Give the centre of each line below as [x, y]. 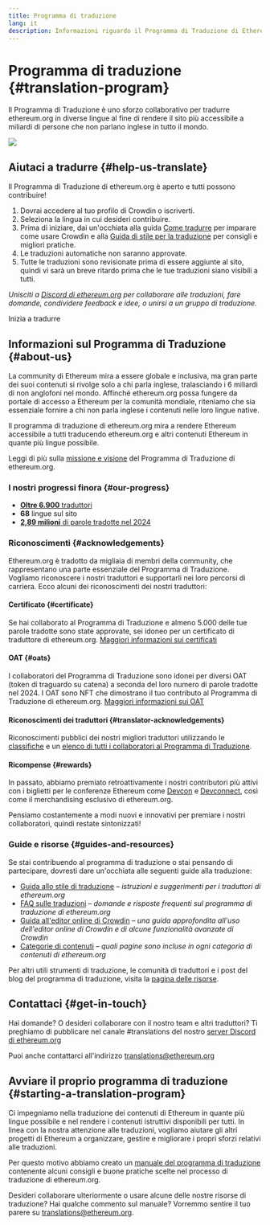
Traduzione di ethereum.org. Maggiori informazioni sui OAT [106, 701]
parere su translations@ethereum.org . [71, 1213]
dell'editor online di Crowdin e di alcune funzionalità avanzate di [127, 928]
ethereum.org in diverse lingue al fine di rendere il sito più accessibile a [126, 118]
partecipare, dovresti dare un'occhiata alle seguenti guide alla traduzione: [130, 871]
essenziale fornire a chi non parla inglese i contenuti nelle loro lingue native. [134, 410]
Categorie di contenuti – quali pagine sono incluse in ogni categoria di [136, 946]
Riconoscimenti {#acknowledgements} [86, 543]
